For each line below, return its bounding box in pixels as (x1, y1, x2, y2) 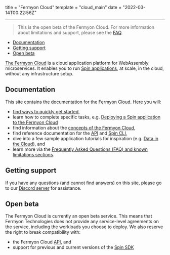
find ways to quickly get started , (12, 108, 80, 114)
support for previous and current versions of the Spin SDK (12, 244, 134, 250)
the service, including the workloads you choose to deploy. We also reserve (5, 224, 163, 230)
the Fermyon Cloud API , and (12, 239, 72, 245)
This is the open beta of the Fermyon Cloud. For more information (17, 24, 155, 30)
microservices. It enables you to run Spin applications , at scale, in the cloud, (5, 65, 164, 71)
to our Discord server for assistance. (5, 185, 82, 191)
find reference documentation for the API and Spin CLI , (12, 130, 127, 136)
